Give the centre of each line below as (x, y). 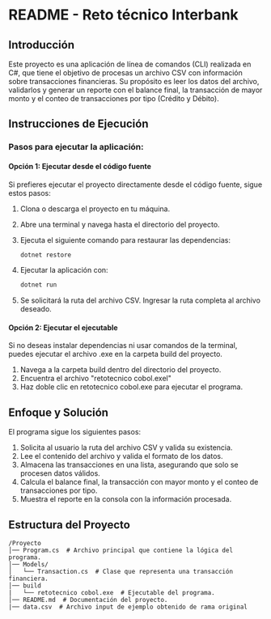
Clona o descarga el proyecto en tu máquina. (95, 209)
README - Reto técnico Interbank (123, 15)
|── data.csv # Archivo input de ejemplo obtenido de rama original (128, 607)
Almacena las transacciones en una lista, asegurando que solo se (129, 465)
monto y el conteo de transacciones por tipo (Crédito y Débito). (114, 98)
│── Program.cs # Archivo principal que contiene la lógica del (121, 551)
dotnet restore (46, 255)
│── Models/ (28, 565)
